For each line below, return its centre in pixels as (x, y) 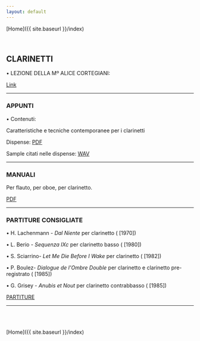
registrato (18, 274)
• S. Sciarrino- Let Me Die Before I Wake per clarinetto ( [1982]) (84, 256)
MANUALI (21, 175)
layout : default (26, 12)
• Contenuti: (21, 119)
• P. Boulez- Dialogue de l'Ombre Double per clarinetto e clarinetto (88, 268)
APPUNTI (20, 106)
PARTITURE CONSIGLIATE (45, 220)
